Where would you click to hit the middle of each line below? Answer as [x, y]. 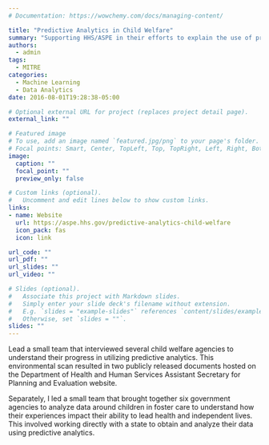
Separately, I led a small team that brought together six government [119, 398]
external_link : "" [39, 119]
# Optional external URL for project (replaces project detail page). [128, 112]
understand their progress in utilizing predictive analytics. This [111, 358]
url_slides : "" [34, 267]
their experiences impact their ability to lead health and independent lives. [130, 416]
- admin [28, 53]
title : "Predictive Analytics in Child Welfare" [91, 30]
